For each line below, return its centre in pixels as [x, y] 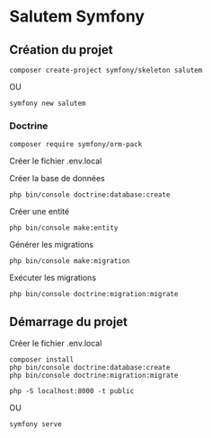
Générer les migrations [52, 245]
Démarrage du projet [69, 322]
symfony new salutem [48, 103]
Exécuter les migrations [53, 278]
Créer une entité [40, 212]
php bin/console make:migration [70, 261]
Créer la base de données [57, 179]
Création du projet [62, 50]
